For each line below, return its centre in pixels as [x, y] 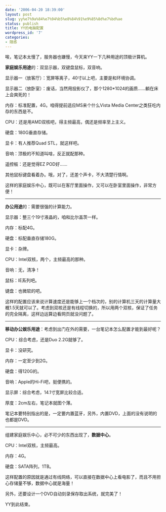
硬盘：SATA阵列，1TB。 [29, 466]
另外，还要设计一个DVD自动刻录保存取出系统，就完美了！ [64, 494]
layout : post [19, 14]
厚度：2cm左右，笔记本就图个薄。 [40, 403]
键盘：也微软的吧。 [25, 291]
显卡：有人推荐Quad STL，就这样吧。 [43, 143]
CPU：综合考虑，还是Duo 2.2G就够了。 [45, 339]
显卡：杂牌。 [18, 249]
